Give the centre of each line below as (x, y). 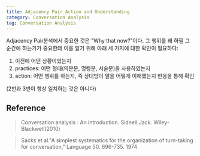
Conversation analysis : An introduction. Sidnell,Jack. (87, 122)
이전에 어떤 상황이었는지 (43, 61)
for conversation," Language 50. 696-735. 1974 (79, 147)
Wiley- (161, 122)
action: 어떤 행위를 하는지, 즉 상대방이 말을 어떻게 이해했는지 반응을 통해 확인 (104, 76)
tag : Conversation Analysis (41, 23)
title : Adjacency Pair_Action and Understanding (68, 12)
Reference (26, 108)
